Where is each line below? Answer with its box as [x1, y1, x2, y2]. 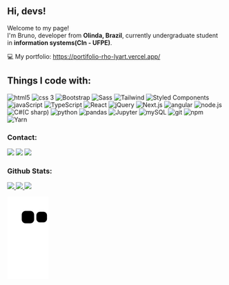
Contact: [7, 132, 37, 142]
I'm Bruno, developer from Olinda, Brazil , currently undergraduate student [7, 31, 219, 39]
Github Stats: [7, 166, 53, 175]
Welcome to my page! [7, 23, 70, 32]
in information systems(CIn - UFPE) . [7, 38, 112, 47]
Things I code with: [7, 75, 92, 87]
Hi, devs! [7, 6, 46, 17]
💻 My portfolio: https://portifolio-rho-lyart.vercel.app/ [7, 52, 161, 61]
